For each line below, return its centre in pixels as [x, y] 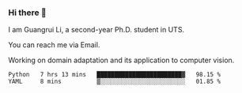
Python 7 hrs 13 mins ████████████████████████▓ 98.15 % [115, 75]
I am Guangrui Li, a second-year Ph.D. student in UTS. [96, 30]
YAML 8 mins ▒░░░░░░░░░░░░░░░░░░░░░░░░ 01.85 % [115, 82]
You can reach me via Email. [54, 45]
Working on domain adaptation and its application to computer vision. [121, 60]
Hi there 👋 [28, 13]
